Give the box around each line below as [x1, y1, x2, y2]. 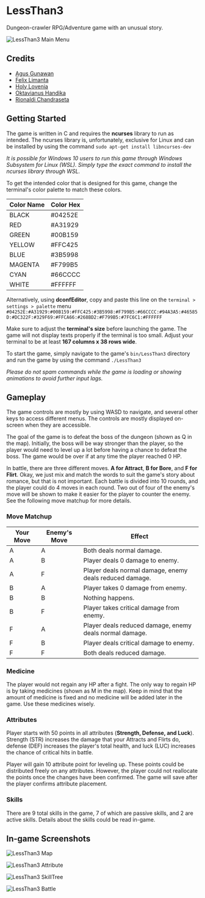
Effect [130, 532, 149, 540]
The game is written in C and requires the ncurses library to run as [6, 130, 174, 137]
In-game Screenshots [6, 833, 91, 844]
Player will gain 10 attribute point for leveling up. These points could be [6, 760, 184, 768]
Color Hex [51, 200, 81, 208]
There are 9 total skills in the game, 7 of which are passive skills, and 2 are [6, 809, 193, 817]
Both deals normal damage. [83, 546, 162, 554]
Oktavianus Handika [15, 89, 66, 97]
